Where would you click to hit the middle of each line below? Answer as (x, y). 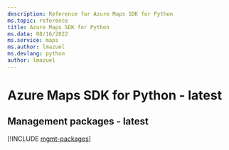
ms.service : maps (33, 41)
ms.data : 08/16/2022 (38, 34)
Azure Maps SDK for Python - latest (115, 95)
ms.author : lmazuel (36, 47)
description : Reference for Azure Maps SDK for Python (90, 14)
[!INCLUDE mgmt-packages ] (49, 139)
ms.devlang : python (36, 54)
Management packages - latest (78, 122)
